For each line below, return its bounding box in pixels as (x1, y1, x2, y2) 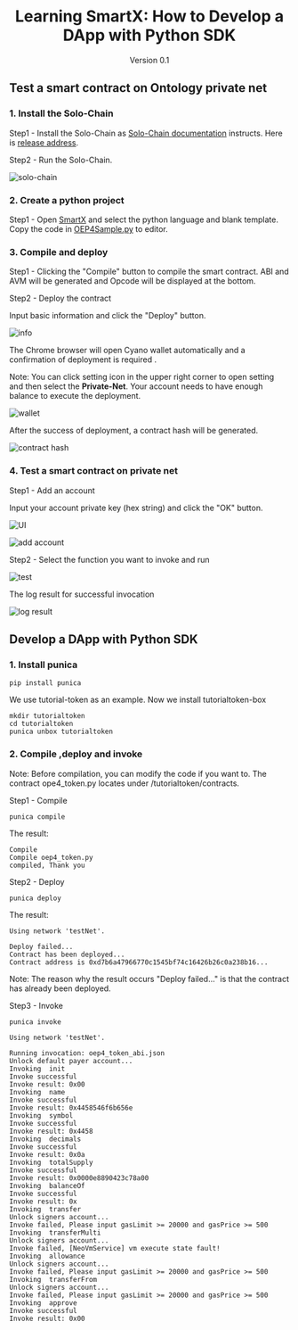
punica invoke (9, 1017, 62, 1027)
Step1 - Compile (9, 795, 68, 805)
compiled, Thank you (9, 861, 86, 870)
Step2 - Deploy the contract (9, 293, 112, 304)
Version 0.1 (129, 54, 170, 65)
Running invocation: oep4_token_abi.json (9, 1048, 165, 1058)
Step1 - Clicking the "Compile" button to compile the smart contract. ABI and (9, 266, 289, 277)
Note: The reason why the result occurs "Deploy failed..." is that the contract (9, 973, 289, 984)
